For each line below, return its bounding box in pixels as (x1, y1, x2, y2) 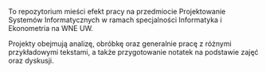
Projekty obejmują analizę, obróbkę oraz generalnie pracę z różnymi (8, 39, 233, 48)
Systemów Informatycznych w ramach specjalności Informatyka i (8, 15, 222, 25)
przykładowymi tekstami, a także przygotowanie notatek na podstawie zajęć (8, 48, 259, 56)
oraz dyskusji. (8, 56, 54, 65)
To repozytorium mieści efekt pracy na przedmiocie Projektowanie (8, 7, 226, 16)
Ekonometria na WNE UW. (8, 24, 94, 33)
